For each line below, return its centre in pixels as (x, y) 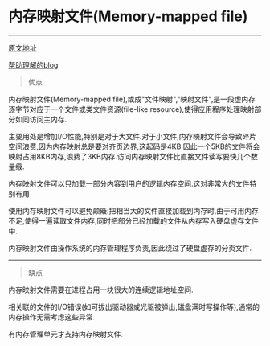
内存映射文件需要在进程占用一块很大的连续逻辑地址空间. (101, 290)
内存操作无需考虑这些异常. (52, 317)
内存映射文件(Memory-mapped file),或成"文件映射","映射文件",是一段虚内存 (132, 99)
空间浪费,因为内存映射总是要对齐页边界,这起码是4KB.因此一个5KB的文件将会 (134, 146)
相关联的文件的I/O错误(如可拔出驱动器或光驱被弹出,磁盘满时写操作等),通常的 (134, 307)
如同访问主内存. (41, 119)
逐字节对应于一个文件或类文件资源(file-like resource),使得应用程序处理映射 (131, 109)
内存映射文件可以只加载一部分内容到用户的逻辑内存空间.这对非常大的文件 (129, 183)
